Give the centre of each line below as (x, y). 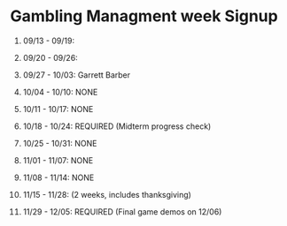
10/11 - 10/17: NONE (58, 109)
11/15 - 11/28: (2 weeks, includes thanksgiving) (107, 194)
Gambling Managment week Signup (144, 16)
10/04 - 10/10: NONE (60, 92)
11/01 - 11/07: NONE (58, 160)
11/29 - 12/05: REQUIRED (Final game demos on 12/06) (122, 211)
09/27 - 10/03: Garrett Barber (77, 75)
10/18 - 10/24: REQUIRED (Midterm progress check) (117, 126)
